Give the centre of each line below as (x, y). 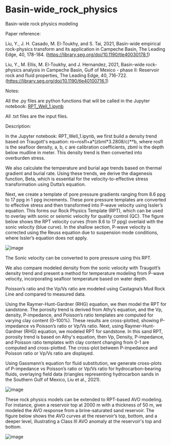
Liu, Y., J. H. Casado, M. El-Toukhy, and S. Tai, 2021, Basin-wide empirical (83, 43)
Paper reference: (23, 33)
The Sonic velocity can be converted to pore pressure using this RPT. (79, 257)
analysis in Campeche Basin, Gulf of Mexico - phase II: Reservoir (91, 70)
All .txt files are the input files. (37, 116)
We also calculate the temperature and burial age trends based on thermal (84, 168)
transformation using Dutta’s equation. (46, 184)
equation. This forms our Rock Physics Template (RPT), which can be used (84, 210)
